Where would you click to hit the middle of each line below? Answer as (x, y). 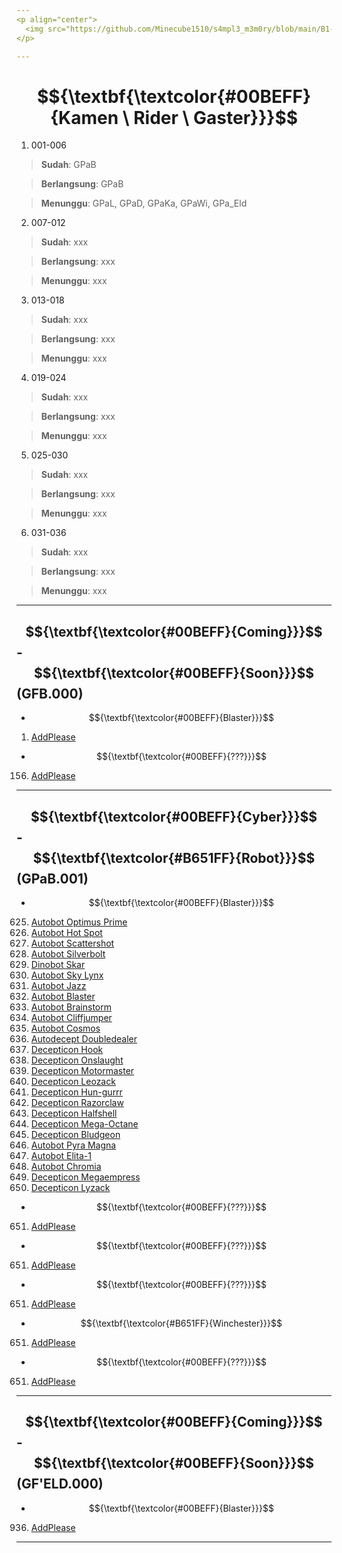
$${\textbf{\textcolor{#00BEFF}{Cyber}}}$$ (174, 816)
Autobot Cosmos (65, 1028)
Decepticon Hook (67, 1049)
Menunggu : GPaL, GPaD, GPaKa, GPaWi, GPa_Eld (144, 203)
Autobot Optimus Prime (79, 922)
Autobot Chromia (66, 1166)
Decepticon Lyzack (70, 1187)
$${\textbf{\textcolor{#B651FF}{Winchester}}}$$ (181, 1323)
